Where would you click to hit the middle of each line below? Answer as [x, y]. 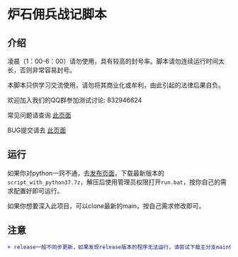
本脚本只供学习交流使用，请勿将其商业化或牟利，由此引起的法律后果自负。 [116, 85]
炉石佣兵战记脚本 [57, 15]
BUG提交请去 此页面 [36, 130]
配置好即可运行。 [38, 190]
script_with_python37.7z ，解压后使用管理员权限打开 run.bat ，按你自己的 [114, 182]
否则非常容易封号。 [47, 70]
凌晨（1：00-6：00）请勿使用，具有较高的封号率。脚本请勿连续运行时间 [113, 61]
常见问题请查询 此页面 [39, 115]
